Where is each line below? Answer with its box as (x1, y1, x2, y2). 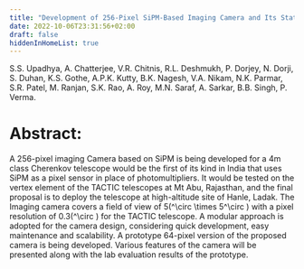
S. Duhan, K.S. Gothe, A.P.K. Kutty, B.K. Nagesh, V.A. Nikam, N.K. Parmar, (9, 73, 283, 84)
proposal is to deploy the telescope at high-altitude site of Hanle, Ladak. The (9, 191, 295, 203)
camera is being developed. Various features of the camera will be (9, 240, 257, 251)
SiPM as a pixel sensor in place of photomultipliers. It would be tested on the (9, 172, 295, 183)
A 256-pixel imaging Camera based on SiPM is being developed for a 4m (9, 153, 281, 164)
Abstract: (9, 124, 82, 144)
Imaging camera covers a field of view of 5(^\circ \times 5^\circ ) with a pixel (9, 201, 294, 212)
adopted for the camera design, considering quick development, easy (9, 220, 270, 231)
